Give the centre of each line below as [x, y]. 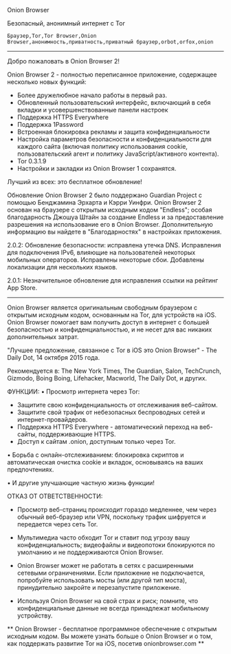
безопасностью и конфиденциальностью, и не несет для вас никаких [110, 329]
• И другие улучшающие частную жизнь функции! [81, 483]
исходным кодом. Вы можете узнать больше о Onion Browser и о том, [110, 636]
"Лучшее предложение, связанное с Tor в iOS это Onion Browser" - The [112, 350]
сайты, [27, 434]
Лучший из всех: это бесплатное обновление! [75, 182]
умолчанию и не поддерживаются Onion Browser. [90, 552]
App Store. [22, 288]
